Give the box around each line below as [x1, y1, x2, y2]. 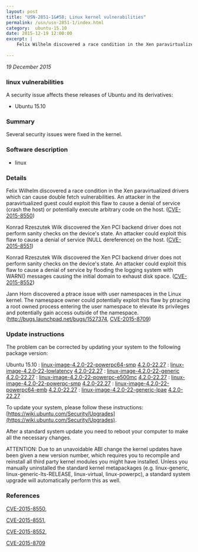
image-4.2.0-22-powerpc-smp [6, 380, 81, 387]
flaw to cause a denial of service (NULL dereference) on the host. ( [6, 236, 169, 243]
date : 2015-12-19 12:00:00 [6, 31, 72, 37]
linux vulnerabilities [6, 78, 64, 86]
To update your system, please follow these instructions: [6, 404, 143, 411]
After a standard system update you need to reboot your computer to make [6, 428, 189, 435]
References [6, 492, 40, 500]
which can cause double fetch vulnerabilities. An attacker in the [6, 193, 160, 201]
